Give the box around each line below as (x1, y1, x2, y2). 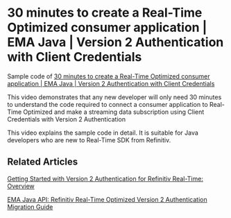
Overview (7, 182, 35, 190)
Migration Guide (7, 203, 53, 211)
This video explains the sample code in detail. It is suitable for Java (7, 128, 199, 137)
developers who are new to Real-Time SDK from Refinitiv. (7, 135, 171, 144)
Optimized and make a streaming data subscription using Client (23, 108, 205, 116)
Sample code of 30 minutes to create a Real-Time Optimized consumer (7, 72, 210, 81)
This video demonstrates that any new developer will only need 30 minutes (7, 92, 222, 101)
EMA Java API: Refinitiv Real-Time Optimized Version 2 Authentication (7, 195, 207, 203)
